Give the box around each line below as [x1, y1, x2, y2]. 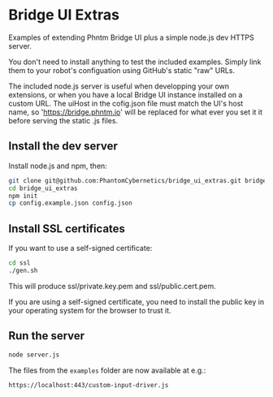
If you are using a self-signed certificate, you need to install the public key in [8, 296, 265, 306]
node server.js [8, 351, 60, 359]
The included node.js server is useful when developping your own [8, 81, 230, 91]
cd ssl [8, 259, 31, 267]
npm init [8, 192, 38, 200]
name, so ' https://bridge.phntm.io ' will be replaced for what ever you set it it [8, 107, 262, 117]
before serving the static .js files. [8, 115, 119, 125]
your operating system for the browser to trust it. [8, 305, 172, 315]
